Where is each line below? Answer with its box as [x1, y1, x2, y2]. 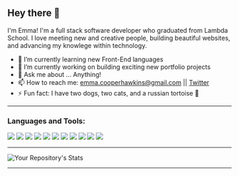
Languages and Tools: [7, 115, 85, 125]
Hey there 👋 [7, 7, 60, 19]
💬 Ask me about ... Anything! [17, 70, 102, 78]
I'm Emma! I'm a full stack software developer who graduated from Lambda [7, 26, 228, 34]
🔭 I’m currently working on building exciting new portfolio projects [17, 62, 211, 71]
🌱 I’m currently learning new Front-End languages [17, 55, 164, 63]
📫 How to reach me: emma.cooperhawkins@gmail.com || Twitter [17, 78, 210, 86]
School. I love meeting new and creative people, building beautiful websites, [7, 33, 230, 42]
